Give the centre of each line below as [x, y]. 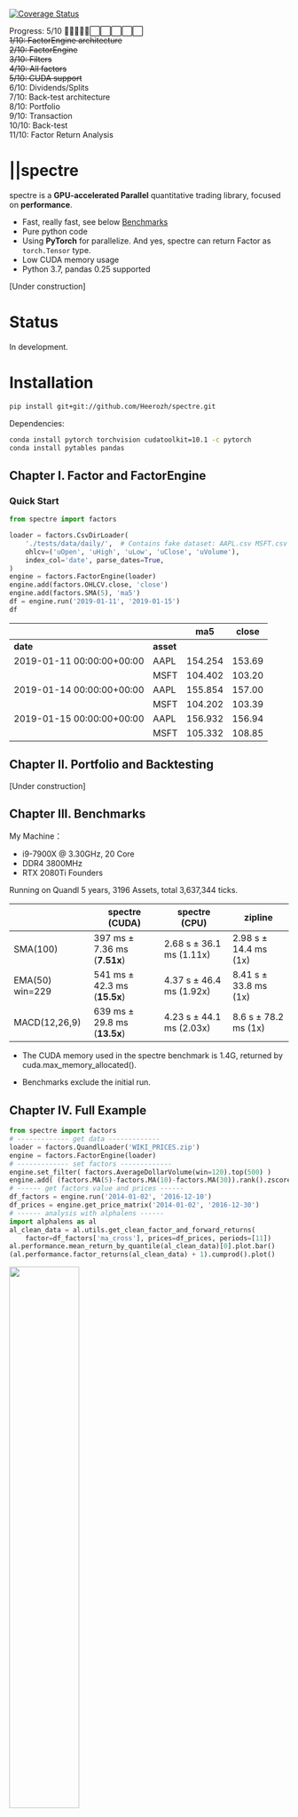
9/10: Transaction [41, 116]
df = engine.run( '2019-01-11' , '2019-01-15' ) [94, 602]
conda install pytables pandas [67, 448]
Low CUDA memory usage [71, 259]
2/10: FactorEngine [43, 50]
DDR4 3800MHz [52, 864]
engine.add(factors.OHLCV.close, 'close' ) [89, 585]
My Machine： [36, 836]
